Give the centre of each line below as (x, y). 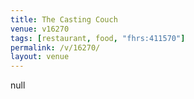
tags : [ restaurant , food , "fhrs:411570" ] (98, 38)
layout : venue (40, 57)
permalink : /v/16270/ (55, 47)
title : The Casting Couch (64, 19)
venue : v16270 (40, 29)
